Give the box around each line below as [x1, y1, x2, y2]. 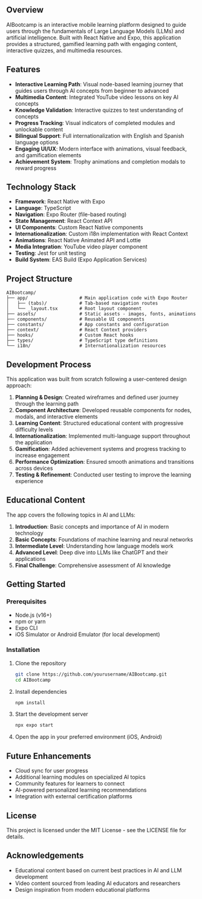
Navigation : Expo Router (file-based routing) [15, 211, 127, 218]
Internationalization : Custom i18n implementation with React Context [15, 230, 188, 237]
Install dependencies [15, 688, 68, 695]
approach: [6, 382, 32, 389]
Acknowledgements [6, 850, 84, 861]
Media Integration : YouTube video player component [15, 243, 148, 251]
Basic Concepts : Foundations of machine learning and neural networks [15, 535, 194, 543]
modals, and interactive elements [15, 413, 98, 421]
